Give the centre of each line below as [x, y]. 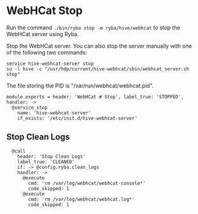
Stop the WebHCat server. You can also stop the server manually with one [99, 46]
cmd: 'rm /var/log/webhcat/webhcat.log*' [82, 199]
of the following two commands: [47, 52]
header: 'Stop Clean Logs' [51, 157]
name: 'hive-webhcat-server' [54, 113]
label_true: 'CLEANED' [46, 162]
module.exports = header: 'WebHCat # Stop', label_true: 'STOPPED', [95, 97]
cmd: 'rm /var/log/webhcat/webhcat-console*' [87, 183]
